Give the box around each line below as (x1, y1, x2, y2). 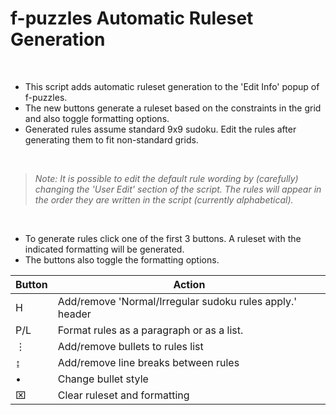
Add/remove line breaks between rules (57, 355, 240, 369)
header (57, 307, 92, 321)
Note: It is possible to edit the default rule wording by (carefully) (34, 172, 299, 184)
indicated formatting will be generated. (24, 243, 185, 255)
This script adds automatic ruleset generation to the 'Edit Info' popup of (24, 80, 320, 92)
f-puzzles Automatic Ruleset (10, 7, 254, 30)
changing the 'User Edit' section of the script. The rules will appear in (34, 183, 322, 195)
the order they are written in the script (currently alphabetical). (34, 193, 294, 206)
